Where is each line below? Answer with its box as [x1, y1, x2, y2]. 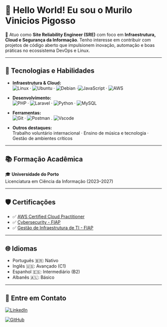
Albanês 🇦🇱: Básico [12, 274, 55, 281]
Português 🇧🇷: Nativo [12, 258, 59, 264]
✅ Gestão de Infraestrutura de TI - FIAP [12, 225, 93, 231]
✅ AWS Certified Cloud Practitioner [12, 214, 85, 220]
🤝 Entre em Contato [5, 294, 67, 302]
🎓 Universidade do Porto [5, 171, 59, 177]
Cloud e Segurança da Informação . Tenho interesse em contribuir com [5, 37, 151, 43]
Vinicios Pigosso [5, 15, 76, 26]
